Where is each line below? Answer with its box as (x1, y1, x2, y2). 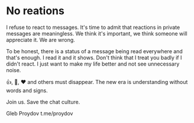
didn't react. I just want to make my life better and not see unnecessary (6, 60, 180, 67)
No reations (6, 4, 65, 18)
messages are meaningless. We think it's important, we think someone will (6, 30, 187, 37)
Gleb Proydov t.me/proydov (6, 109, 73, 116)
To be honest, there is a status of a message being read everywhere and (6, 47, 183, 54)
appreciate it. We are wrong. (6, 36, 75, 43)
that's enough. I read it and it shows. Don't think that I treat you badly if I (6, 54, 182, 61)
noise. (6, 66, 21, 73)
